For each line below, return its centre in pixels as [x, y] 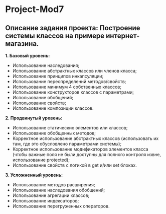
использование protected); [41, 160]
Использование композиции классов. [53, 108]
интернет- [123, 35]
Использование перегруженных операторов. [61, 206]
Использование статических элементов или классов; [70, 128]
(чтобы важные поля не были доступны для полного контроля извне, [87, 154]
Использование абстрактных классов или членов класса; [74, 71]
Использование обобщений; [43, 97]
